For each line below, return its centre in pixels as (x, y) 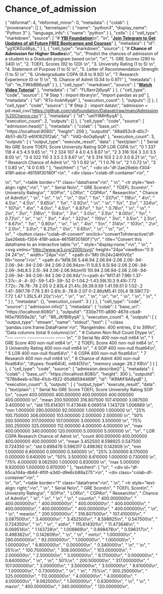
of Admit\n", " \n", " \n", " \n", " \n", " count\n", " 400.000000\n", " (71, 498)
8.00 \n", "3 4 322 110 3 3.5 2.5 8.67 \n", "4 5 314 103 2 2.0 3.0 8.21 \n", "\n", (81, 157)
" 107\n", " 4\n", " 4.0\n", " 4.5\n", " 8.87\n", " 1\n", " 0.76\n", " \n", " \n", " (78, 208)
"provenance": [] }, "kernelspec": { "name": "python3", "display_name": (76, 27)
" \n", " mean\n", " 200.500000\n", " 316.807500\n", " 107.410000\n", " (75, 514)
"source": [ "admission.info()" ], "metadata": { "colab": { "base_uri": (72, 306)
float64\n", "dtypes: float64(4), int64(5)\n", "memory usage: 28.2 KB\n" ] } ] (81, 363)
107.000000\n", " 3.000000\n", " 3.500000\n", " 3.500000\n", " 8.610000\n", (82, 565)
